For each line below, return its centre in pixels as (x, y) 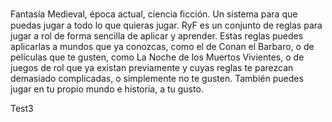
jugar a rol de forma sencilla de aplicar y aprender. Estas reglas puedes (157, 36)
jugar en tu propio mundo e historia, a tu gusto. (107, 89)
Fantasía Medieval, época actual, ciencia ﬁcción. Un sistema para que (154, 14)
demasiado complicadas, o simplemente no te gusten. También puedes (157, 78)
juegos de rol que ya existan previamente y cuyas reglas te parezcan (152, 67)
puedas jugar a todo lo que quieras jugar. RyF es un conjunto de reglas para (166, 25)
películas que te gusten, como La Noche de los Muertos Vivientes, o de (157, 57)
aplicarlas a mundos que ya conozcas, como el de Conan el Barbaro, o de (162, 46)
